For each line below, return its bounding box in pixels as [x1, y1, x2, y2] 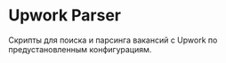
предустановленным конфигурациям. [8, 43, 152, 54]
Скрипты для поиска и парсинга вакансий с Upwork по [8, 35, 218, 45]
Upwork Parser [8, 5, 122, 26]
